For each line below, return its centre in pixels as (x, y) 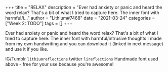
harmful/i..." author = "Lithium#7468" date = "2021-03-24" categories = (80, 18)
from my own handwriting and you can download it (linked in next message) (84, 44)
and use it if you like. (27, 49)
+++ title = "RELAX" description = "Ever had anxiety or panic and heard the (84, 7)
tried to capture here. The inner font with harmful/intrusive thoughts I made (83, 38)
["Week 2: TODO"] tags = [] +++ (39, 23)
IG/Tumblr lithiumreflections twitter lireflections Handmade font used (82, 59)
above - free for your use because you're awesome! (59, 64)
